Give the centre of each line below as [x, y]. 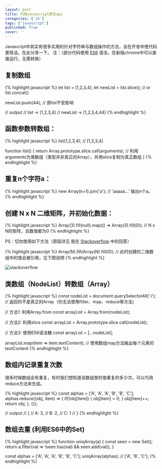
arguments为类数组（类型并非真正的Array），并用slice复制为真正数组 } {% [79, 157]
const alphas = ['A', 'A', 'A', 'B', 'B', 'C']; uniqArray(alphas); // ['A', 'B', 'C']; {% [81, 456]
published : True [21, 28]
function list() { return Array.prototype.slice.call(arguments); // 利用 [72, 151]
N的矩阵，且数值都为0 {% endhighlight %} [47, 231]
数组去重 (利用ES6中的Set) [45, 429]
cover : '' [15, 32]
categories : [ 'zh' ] [25, 18]
